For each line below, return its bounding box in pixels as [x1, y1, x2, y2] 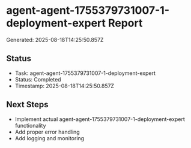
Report [108, 16, 143, 30]
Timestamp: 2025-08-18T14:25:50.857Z [14, 82, 115, 89]
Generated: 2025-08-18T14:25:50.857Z [6, 36, 104, 43]
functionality [14, 122, 46, 129]
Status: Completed [14, 75, 61, 83]
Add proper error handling [14, 128, 80, 135]
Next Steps [6, 99, 49, 110]
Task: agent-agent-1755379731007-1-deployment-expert [14, 70, 156, 77]
